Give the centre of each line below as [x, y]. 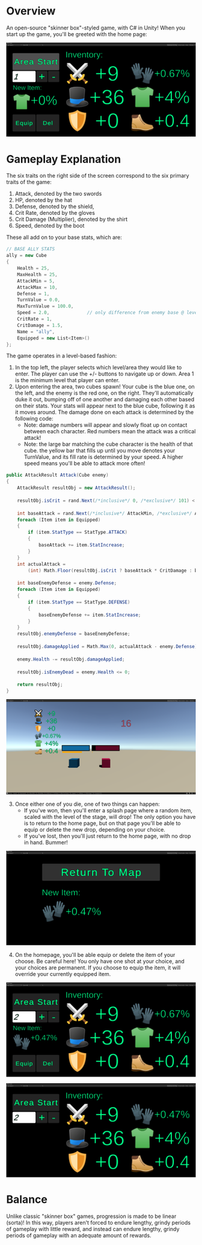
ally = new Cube [26, 256]
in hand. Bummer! [46, 842]
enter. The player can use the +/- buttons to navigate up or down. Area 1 [104, 374]
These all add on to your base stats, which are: [64, 237]
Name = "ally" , [36, 332]
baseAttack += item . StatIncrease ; [81, 545]
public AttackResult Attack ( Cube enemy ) [58, 475]
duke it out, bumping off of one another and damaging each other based [104, 400]
